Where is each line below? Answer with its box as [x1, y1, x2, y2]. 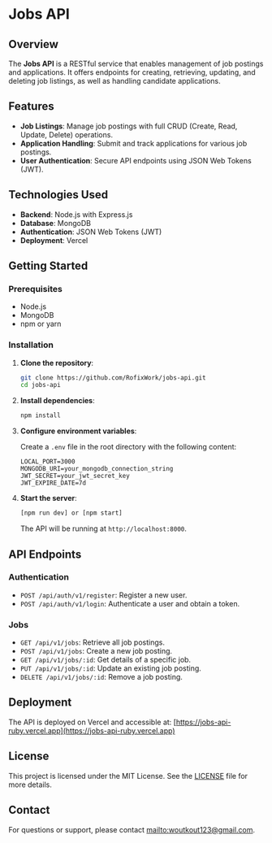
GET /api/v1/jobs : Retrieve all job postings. [19, 637, 165, 647]
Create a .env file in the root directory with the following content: [19, 442, 237, 452]
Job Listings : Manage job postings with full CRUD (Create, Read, [19, 121, 238, 131]
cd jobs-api [19, 381, 61, 389]
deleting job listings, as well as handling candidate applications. [8, 76, 221, 85]
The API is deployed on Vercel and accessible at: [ [8, 717, 177, 727]
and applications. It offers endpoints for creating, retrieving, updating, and [8, 67, 256, 77]
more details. [8, 780, 53, 789]
